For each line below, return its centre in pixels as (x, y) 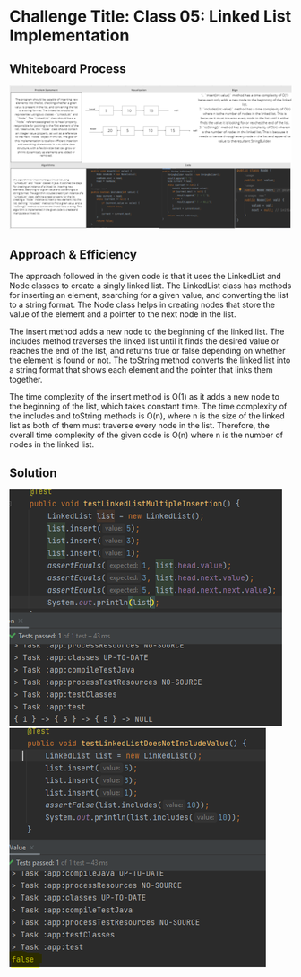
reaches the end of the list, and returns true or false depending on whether (147, 351)
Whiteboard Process (68, 69)
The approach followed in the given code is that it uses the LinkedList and (146, 277)
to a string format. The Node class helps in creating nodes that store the (142, 305)
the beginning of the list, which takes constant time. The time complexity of (148, 407)
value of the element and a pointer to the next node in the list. (123, 314)
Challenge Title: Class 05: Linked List (150, 17)
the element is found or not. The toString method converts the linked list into (150, 360)
